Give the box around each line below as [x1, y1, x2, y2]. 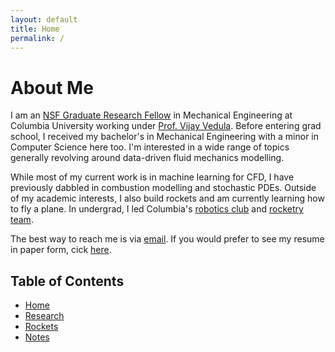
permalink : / [10, 33, 65, 43]
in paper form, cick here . [10, 244, 112, 256]
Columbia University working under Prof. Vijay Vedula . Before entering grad [10, 120, 322, 132]
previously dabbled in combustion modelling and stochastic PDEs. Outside [10, 182, 317, 194]
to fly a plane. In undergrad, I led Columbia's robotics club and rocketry [10, 203, 304, 215]
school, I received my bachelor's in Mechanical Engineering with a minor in [10, 131, 320, 143]
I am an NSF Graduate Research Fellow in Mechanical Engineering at [10, 109, 293, 121]
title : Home [10, 24, 60, 34]
